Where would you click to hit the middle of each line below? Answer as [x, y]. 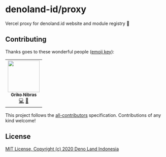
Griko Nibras [24, 95]
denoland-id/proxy [46, 9]
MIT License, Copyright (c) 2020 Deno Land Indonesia [62, 149]
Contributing [26, 39]
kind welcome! [21, 120]
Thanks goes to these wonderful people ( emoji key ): [60, 51]
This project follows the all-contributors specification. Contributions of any [83, 115]
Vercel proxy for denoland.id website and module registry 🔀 [68, 23]
